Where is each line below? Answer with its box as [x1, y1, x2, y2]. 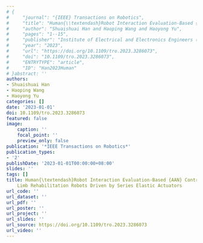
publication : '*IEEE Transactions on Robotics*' [6, 143, 131, 150]
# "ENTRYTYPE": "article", [6, 59, 85, 65]
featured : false [6, 115, 47, 121]
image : [6, 121, 23, 127]
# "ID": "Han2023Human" [6, 65, 77, 71]
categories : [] [6, 98, 45, 104]
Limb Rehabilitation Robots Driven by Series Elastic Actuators [17, 183, 182, 189]
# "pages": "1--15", [6, 31, 69, 37]
